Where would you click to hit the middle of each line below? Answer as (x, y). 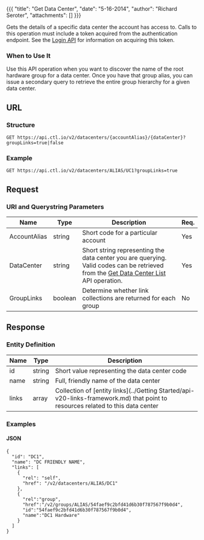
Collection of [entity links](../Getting (106, 390)
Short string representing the (124, 250)
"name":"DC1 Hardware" (51, 515)
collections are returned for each (129, 298)
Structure (21, 125)
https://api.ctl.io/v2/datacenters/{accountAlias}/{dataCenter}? (102, 137)
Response (26, 327)
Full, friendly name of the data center (108, 380)
